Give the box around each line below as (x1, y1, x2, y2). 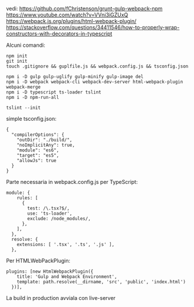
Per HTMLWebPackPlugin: (6, 257, 71, 264)
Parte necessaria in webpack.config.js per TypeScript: (6, 179, 138, 185)
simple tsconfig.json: (6, 115, 57, 122)
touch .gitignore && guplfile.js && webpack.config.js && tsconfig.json (6, 63, 189, 69)
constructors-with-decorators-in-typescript (6, 30, 113, 37)
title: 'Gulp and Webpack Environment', (17, 274, 117, 280)
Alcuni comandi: (6, 41, 45, 49)
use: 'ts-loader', (27, 211, 73, 216)
